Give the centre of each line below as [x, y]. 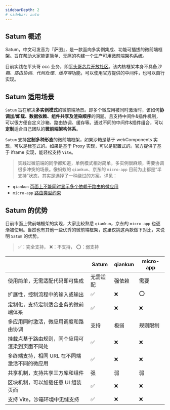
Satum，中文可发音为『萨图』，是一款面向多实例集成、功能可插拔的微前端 [82, 50]
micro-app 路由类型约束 [37, 193]
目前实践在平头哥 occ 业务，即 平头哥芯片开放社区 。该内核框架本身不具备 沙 [83, 67]
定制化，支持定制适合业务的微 [44, 304]
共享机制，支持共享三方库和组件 [46, 373]
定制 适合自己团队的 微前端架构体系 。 [43, 129]
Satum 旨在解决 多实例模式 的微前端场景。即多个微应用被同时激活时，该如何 [82, 110]
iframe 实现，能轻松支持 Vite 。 [43, 152]
